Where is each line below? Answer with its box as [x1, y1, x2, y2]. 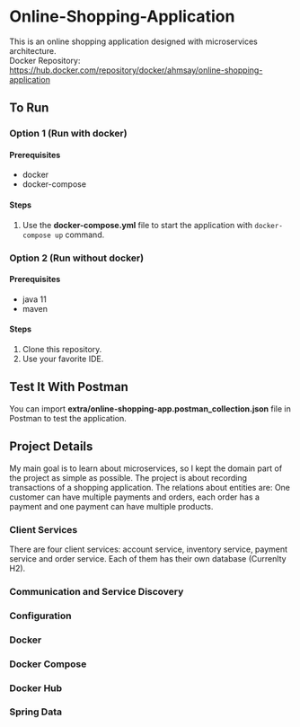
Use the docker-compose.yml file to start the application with [22, 219, 253, 230]
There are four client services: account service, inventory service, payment [9, 544, 288, 554]
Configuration [9, 609, 72, 622]
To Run [9, 101, 49, 116]
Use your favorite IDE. [22, 353, 104, 364]
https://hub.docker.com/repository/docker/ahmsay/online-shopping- [9, 65, 263, 75]
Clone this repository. [22, 343, 102, 354]
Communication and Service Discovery [9, 585, 184, 598]
